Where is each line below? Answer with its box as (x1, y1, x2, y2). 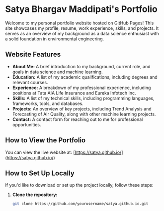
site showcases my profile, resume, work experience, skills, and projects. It (5, 25, 159, 31)
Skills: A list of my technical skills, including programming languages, (12, 95, 155, 101)
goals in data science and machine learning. (12, 69, 103, 75)
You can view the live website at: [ (5, 149, 76, 155)
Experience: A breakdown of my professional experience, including (12, 85, 151, 91)
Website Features (5, 50, 61, 59)
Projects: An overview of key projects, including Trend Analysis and (12, 105, 152, 111)
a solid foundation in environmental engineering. (5, 36, 104, 42)
